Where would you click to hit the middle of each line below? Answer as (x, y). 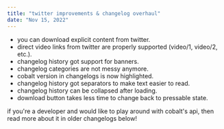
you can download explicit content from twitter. (84, 39)
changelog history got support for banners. (78, 61)
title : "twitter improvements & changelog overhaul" (84, 13)
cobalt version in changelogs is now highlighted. (85, 75)
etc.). (24, 54)
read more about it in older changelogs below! (72, 118)
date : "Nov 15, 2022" (38, 20)
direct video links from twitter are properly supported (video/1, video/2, (117, 47)
